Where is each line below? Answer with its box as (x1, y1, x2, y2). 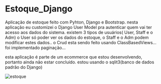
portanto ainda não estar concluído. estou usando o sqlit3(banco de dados (5, 59, 154, 65)
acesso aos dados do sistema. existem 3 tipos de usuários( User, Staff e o (5, 29, 153, 35)
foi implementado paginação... (5, 45, 66, 50)
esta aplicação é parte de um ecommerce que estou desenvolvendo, (5, 54, 143, 60)
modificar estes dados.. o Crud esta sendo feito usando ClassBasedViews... (5, 39, 157, 45)
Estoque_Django (5, 3, 73, 14)
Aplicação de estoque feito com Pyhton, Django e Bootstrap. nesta (5, 19, 138, 25)
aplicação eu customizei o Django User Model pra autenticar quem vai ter (5, 24, 152, 30)
